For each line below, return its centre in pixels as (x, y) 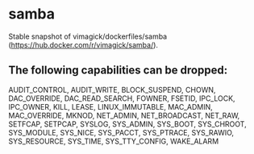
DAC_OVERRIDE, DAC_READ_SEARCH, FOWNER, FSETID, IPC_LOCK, (122, 98)
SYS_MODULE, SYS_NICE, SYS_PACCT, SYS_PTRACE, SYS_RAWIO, (121, 132)
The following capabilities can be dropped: (118, 71)
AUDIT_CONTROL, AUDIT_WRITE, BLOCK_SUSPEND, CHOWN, (112, 89)
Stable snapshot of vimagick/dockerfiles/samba (88, 36)
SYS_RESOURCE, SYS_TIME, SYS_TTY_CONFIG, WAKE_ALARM (114, 141)
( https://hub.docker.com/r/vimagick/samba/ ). (83, 44)
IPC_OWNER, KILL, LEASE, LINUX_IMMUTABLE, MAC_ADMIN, (111, 106)
